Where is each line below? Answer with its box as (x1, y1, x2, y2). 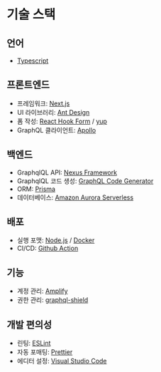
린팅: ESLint (16, 339, 51, 348)
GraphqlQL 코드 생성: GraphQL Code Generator (16, 176, 154, 185)
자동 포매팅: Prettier (16, 348, 73, 356)
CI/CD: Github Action (16, 244, 79, 253)
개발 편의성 (6, 319, 52, 331)
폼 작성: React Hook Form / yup (16, 117, 108, 125)
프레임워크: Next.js (16, 99, 70, 108)
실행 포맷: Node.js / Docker (16, 236, 95, 244)
